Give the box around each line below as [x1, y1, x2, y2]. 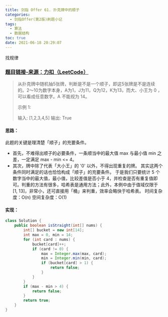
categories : [5, 12, 30, 17]
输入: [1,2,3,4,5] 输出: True [17, 115, 72, 121]
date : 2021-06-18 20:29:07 [5, 40, 62, 45]
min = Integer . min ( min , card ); [41, 256, 107, 261]
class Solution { [5, 218, 42, 223]
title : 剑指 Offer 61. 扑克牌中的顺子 [5, 7, 79, 13]
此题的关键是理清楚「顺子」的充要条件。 [5, 140, 89, 146]
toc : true [5, 36, 26, 41]
